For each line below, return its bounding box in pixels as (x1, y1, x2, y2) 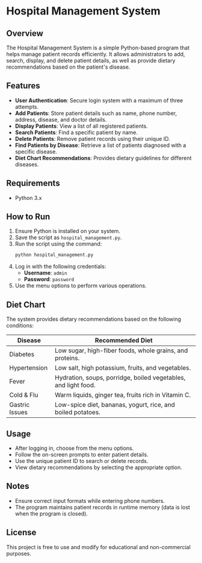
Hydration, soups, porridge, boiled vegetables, (55, 373, 186, 382)
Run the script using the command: (14, 240, 102, 247)
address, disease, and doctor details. (14, 116, 107, 123)
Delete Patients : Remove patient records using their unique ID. (14, 135, 170, 142)
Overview (6, 28, 44, 39)
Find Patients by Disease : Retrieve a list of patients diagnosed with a (14, 142, 186, 149)
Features (6, 81, 40, 91)
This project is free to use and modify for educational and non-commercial (6, 543, 191, 550)
